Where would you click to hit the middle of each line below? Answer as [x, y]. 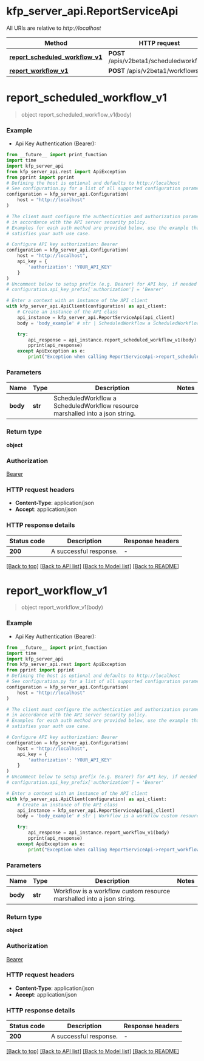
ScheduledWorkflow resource [96, 406]
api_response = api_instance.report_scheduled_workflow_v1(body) [113, 340]
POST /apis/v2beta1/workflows [154, 70]
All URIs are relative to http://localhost [54, 28]
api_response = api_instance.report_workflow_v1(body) [99, 833]
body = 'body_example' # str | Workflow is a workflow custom [97, 816]
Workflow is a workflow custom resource [112, 891]
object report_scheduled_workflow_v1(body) [76, 114]
